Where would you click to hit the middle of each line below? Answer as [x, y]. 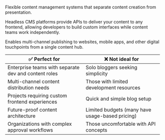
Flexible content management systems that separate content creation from [81, 7]
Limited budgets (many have [118, 110]
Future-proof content [32, 110]
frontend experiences [32, 102]
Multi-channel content [34, 82]
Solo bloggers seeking [111, 67]
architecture [22, 116]
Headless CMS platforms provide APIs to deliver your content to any [74, 22]
